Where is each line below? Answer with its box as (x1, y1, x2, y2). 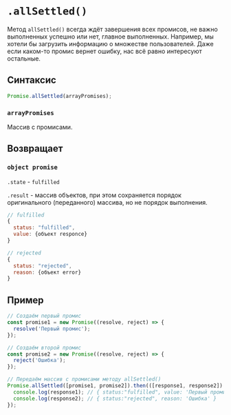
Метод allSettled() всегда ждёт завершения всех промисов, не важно (7, 25, 218, 33)
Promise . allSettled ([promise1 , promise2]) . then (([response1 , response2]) (7, 383, 223, 389)
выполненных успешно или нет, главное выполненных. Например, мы (7, 32, 214, 41)
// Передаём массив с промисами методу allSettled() (7, 376, 162, 383)
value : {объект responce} (13, 231, 88, 238)
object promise (7, 163, 58, 172)
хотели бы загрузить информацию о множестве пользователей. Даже (7, 39, 214, 48)
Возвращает (7, 143, 63, 154)
